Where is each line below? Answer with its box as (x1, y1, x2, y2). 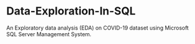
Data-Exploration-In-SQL (6, 4, 136, 18)
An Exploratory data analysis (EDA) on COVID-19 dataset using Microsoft (6, 24, 189, 31)
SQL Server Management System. (6, 30, 91, 37)
